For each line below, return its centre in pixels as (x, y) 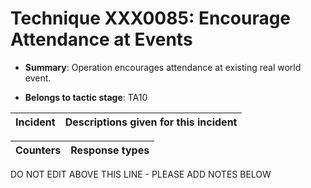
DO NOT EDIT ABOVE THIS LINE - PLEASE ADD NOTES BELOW (141, 174)
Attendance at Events (101, 39)
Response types (110, 150)
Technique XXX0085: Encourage (151, 18)
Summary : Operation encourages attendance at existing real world (163, 67)
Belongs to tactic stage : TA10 (86, 97)
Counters (38, 150)
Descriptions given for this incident (151, 122)
